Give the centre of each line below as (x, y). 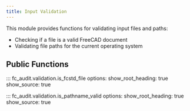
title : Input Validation (36, 11)
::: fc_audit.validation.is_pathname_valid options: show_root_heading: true (95, 96)
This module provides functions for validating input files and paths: (87, 28)
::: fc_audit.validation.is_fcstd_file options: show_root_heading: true (87, 78)
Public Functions (37, 64)
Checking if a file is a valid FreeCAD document (71, 39)
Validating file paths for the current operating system (79, 46)
